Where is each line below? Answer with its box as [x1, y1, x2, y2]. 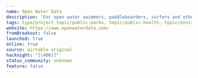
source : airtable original [6, 47, 72, 53]
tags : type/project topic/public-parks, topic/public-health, [6, 19, 162, 25]
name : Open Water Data [6, 8, 62, 15]
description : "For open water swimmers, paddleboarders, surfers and [6, 14, 181, 20]
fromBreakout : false [6, 30, 57, 36]
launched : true [6, 36, 44, 42]
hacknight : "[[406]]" [6, 52, 60, 58]
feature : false [6, 63, 44, 69]
